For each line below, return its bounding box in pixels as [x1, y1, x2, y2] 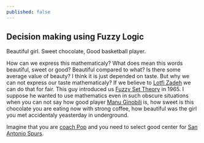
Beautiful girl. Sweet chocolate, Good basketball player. [6, 48, 146, 55]
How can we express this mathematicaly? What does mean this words [6, 59, 183, 67]
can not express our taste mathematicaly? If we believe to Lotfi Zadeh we [6, 79, 191, 86]
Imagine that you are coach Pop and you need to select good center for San [6, 123, 198, 131]
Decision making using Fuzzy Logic [6, 32, 144, 42]
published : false [6, 9, 51, 15]
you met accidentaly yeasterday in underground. [6, 111, 129, 119]
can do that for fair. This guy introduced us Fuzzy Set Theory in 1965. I [6, 86, 184, 93]
